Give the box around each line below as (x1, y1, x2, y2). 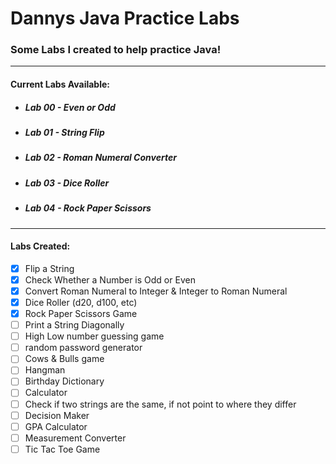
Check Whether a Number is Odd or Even (24, 273, 196, 286)
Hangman (24, 364, 66, 376)
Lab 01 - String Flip (24, 127, 105, 139)
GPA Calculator (24, 420, 88, 432)
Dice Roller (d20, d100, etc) (24, 296, 138, 308)
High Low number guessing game (24, 330, 165, 342)
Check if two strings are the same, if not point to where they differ (24, 398, 297, 410)
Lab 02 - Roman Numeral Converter (24, 152, 177, 164)
